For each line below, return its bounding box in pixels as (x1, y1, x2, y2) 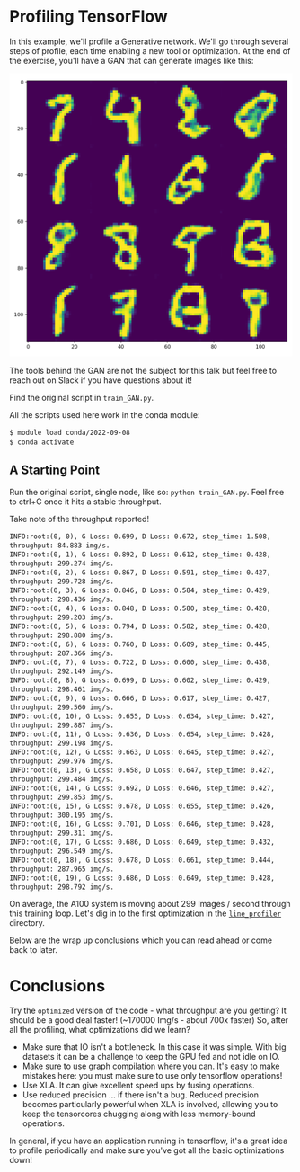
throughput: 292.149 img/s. (9, 667, 115, 676)
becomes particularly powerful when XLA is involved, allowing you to (22, 1099, 278, 1110)
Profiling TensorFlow (9, 6, 168, 27)
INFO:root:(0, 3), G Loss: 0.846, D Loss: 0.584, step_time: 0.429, (9, 586, 271, 595)
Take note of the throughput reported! (9, 513, 150, 524)
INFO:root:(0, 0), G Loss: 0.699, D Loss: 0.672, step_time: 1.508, (9, 532, 271, 541)
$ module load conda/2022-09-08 (9, 428, 130, 437)
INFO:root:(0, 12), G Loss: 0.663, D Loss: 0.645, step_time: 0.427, (9, 748, 276, 757)
